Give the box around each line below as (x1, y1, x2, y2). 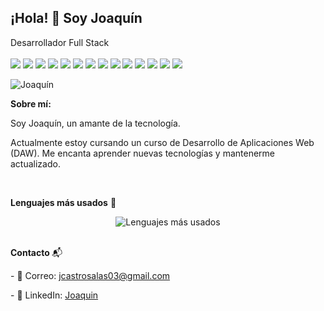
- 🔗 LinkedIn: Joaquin (10, 289, 99, 301)
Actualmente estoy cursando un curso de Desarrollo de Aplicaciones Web (10, 136, 315, 148)
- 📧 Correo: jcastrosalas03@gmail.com (10, 269, 171, 281)
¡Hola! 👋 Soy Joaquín (10, 10, 143, 27)
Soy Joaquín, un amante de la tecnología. (10, 117, 181, 129)
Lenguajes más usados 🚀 (10, 196, 117, 208)
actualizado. (10, 157, 61, 170)
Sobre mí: (10, 97, 52, 110)
